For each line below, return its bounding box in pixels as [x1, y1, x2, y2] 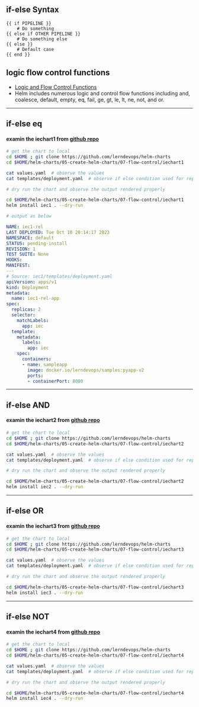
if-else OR [6, 506, 44, 516]
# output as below [6, 213, 52, 219]
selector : [11, 312, 36, 318]
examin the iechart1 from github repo [6, 135, 99, 142]
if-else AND [6, 400, 50, 410]
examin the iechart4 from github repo [6, 628, 101, 635]
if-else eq [6, 119, 43, 129]
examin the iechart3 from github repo [6, 523, 101, 530]
